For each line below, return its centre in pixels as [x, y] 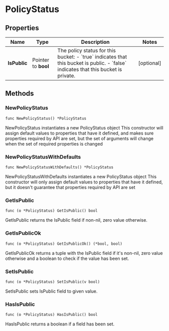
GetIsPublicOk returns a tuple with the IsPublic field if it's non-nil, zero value [84, 253]
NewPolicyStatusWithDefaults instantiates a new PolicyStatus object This [81, 176]
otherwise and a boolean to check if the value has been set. [67, 258]
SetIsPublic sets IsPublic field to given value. [52, 291]
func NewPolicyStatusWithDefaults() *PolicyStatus [59, 167]
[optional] [150, 63]
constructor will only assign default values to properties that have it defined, [84, 182]
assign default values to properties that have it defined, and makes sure [79, 133]
